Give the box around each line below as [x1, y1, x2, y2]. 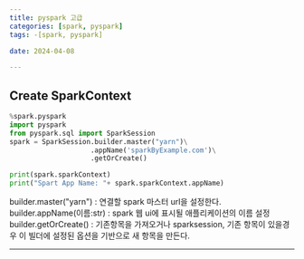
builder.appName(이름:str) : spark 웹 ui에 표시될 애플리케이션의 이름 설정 [9, 207, 271, 218]
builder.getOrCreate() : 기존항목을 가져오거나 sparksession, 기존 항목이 [9, 219, 266, 230]
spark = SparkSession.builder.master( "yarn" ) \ [9, 137, 188, 146]
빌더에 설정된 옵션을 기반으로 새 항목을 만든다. [28, 230, 190, 241]
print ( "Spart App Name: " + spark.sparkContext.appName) [9, 178, 224, 188]
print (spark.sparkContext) [9, 170, 111, 179]
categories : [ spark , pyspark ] [9, 22, 124, 31]
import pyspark [9, 120, 67, 129]
